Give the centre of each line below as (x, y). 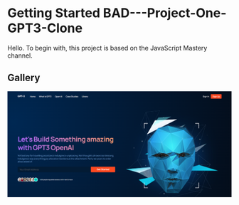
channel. (20, 56)
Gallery (24, 78)
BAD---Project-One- (165, 13)
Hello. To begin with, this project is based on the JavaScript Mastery (107, 48)
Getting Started (54, 13)
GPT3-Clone (45, 28)
